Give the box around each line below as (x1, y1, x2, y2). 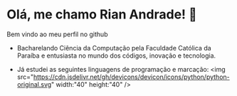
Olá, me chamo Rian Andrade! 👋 (6, 6, 197, 23)
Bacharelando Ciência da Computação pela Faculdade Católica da (16, 43, 211, 52)
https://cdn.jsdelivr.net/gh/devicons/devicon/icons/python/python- (33, 73, 230, 81)
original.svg (16, 80, 52, 88)
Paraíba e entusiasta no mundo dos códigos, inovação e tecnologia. (16, 51, 216, 60)
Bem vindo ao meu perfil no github (6, 30, 108, 38)
